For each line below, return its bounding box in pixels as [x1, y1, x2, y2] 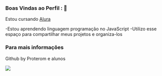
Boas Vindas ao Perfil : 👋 [5, 5, 67, 12]
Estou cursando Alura [5, 16, 51, 22]
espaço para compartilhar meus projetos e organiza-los [5, 31, 123, 37]
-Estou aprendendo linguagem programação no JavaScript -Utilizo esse [5, 26, 157, 32]
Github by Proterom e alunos [5, 55, 65, 61]
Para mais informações [5, 44, 64, 51]
